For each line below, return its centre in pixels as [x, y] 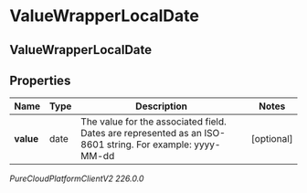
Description [162, 106]
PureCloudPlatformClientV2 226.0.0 [77, 178]
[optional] [272, 139]
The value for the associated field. [153, 122]
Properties [40, 80]
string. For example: [149, 145]
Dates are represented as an [142, 134]
